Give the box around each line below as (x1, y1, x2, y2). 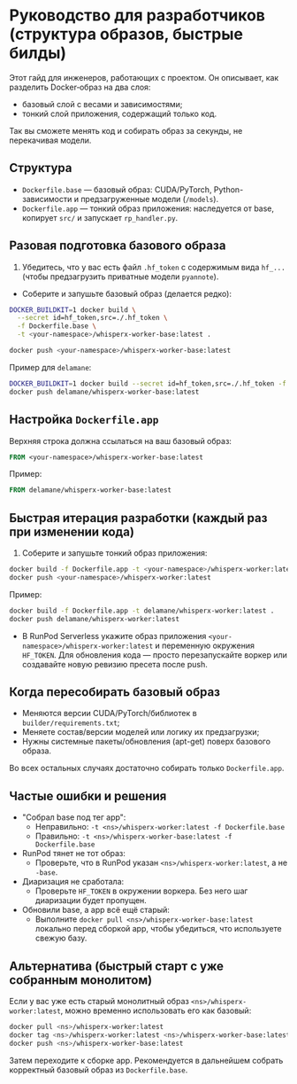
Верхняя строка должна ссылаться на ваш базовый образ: (9, 435, 232, 446)
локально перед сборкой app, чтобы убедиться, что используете (34, 924, 282, 934)
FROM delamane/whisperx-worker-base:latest (9, 486, 172, 495)
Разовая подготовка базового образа (9, 238, 226, 253)
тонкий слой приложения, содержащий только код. (21, 108, 217, 119)
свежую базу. (34, 932, 88, 944)
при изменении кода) (9, 524, 135, 539)
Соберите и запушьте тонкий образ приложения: (21, 548, 208, 558)
